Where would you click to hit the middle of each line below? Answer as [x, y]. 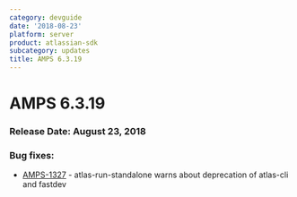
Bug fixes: [32, 156]
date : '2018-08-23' [46, 26]
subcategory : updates [50, 51]
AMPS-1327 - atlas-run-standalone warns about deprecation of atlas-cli [155, 175]
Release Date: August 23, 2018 [78, 132]
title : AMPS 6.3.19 [46, 59]
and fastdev [44, 184]
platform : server [42, 34]
